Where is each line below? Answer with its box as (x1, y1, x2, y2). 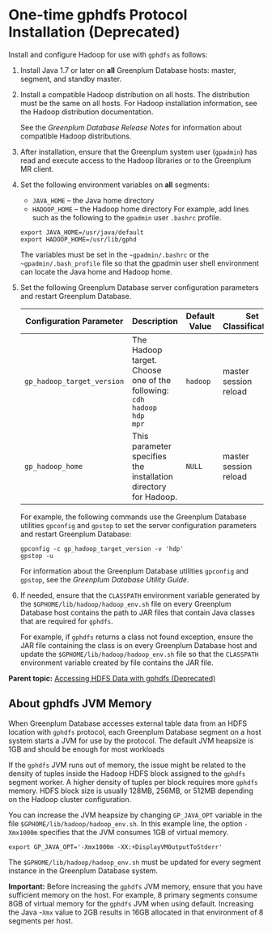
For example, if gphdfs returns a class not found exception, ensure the (19, 632, 253, 642)
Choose (132, 365, 162, 376)
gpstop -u (19, 552, 54, 560)
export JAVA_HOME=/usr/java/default (19, 228, 144, 237)
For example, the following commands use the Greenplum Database (19, 512, 247, 522)
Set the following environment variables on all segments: (19, 180, 210, 190)
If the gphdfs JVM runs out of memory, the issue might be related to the (8, 760, 247, 770)
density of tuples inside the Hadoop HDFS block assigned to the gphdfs (8, 768, 246, 778)
